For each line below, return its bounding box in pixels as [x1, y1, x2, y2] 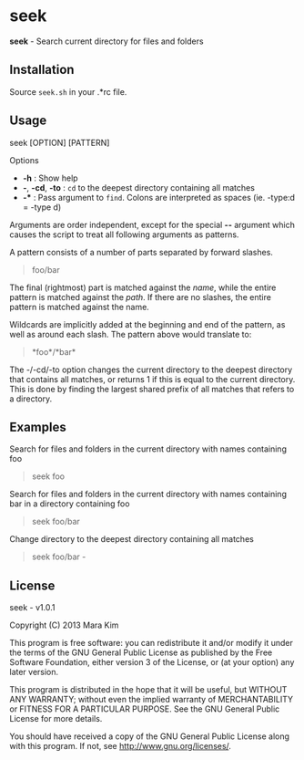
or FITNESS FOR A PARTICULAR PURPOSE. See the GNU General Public [9, 703, 280, 714]
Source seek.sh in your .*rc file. [9, 86, 127, 97]
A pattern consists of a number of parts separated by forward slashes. [9, 246, 273, 257]
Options [9, 154, 39, 165]
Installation [9, 62, 75, 78]
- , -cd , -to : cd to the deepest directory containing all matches [22, 182, 255, 193]
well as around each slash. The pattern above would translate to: [9, 328, 252, 339]
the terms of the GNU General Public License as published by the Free [9, 647, 273, 658]
